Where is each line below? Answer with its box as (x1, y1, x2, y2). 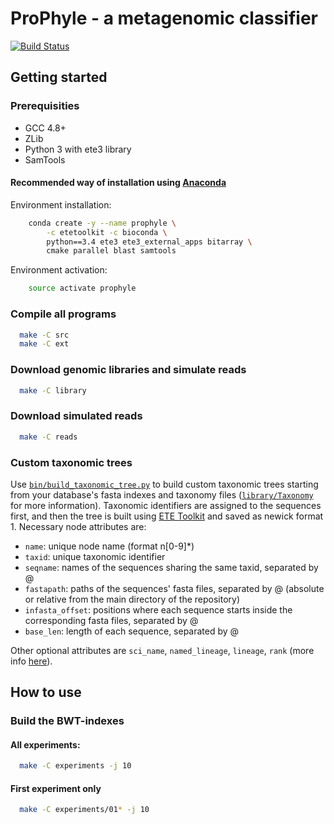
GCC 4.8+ (24, 122, 67, 134)
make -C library (19, 385, 87, 396)
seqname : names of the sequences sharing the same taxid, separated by (24, 561, 319, 573)
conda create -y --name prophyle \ (28, 218, 177, 228)
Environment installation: (10, 198, 112, 211)
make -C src (19, 330, 70, 340)
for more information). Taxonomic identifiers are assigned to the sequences (10, 499, 322, 511)
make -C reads (19, 432, 78, 442)
